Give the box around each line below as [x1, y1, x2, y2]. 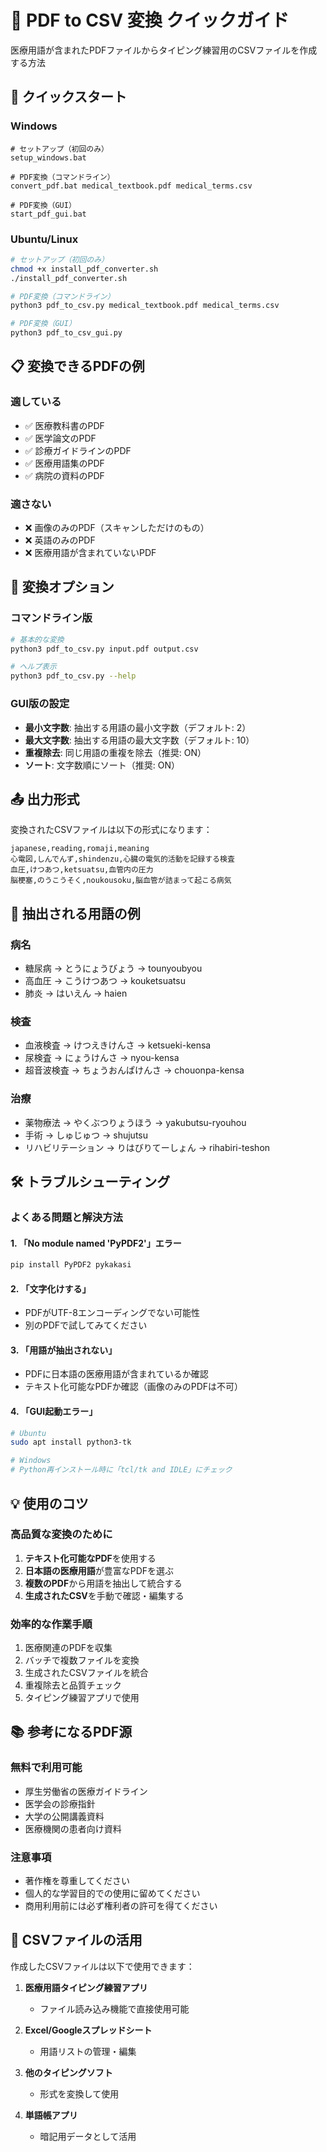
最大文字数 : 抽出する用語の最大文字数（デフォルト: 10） [24, 734, 255, 746]
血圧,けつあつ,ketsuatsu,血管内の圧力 [10, 865, 154, 875]
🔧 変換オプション [10, 579, 115, 596]
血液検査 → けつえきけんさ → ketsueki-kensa [24, 1039, 212, 1051]
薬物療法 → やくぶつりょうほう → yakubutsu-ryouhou [24, 1116, 247, 1128]
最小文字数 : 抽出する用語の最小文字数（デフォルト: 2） [24, 721, 252, 733]
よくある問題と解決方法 [10, 1210, 123, 1224]
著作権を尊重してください [24, 1875, 130, 1887]
